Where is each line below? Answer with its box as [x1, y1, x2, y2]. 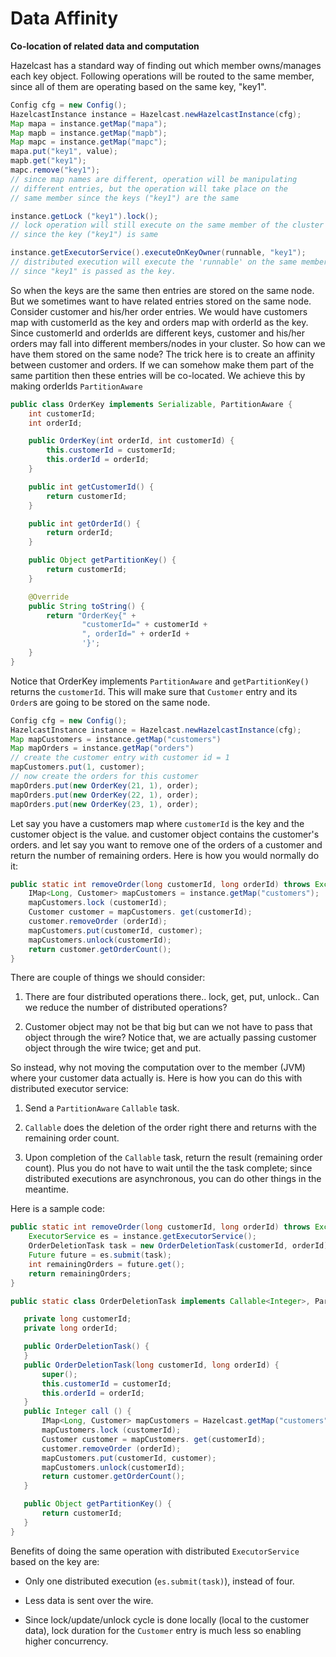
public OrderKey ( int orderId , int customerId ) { [28, 436, 235, 446]
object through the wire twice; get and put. [24, 1042, 202, 1054]
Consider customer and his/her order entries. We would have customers [10, 305, 308, 317]
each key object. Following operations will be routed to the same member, [10, 70, 315, 82]
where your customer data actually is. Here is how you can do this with [10, 1072, 303, 1084]
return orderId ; [46, 528, 114, 538]
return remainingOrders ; [28, 1268, 132, 1279]
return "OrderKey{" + [46, 610, 137, 621]
